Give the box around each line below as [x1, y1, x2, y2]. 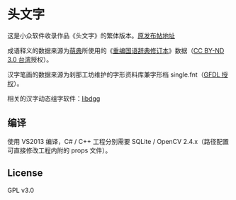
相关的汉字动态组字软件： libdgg [7, 94, 101, 103]
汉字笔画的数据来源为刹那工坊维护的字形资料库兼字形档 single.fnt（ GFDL [7, 70, 220, 79]
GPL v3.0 [7, 186, 34, 194]
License [7, 167, 43, 179]
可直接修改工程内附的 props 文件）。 [7, 146, 112, 155]
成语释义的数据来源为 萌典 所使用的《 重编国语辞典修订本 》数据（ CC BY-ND [7, 46, 225, 55]
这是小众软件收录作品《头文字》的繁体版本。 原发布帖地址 [7, 31, 175, 40]
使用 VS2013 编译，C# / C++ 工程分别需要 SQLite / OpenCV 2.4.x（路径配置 [7, 137, 229, 145]
